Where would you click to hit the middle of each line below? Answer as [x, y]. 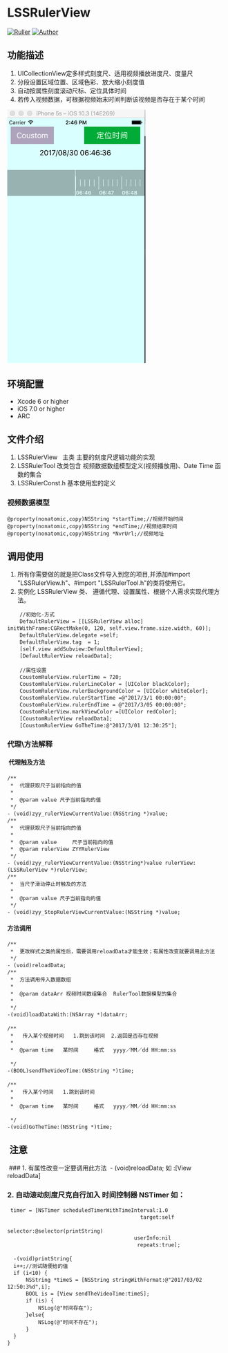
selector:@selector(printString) [55, 1231]
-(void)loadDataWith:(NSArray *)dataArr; [68, 1014]
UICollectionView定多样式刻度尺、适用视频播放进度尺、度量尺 [105, 73]
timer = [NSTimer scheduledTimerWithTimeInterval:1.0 [89, 1210]
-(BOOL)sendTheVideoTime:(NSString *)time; [71, 1071]
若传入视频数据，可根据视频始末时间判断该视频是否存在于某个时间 [111, 99]
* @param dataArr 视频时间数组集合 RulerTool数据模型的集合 [94, 993]
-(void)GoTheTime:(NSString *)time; [60, 1127]
